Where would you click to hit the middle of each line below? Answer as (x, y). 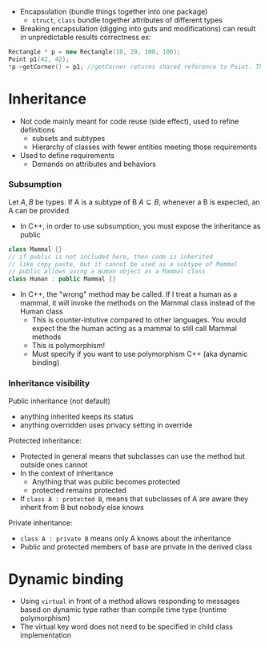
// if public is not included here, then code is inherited (111, 257)
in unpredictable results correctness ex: (85, 37)
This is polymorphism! (68, 346)
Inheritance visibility (49, 383)
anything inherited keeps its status (76, 416)
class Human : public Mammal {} (62, 279)
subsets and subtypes (68, 138)
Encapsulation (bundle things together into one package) (114, 12)
